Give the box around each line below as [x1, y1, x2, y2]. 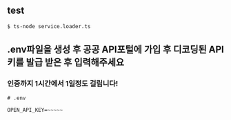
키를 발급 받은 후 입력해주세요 [7, 57, 125, 69]
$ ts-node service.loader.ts [7, 23, 91, 29]
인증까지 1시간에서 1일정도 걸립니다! [7, 79, 119, 88]
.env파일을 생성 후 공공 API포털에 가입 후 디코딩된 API [7, 44, 224, 56]
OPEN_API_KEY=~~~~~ [7, 107, 63, 114]
